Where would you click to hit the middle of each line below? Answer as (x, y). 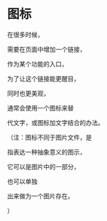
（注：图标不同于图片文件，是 (49, 137)
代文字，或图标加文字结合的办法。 (56, 122)
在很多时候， (25, 35)
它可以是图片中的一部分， (43, 166)
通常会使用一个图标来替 (40, 108)
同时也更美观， (28, 93)
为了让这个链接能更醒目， (43, 78)
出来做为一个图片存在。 (40, 196)
